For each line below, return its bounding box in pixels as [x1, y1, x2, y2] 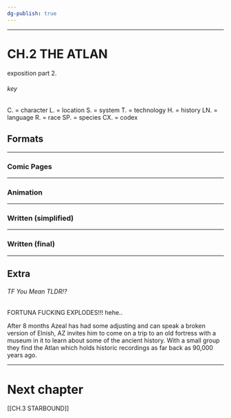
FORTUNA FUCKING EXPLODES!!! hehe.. [7, 309, 123, 317]
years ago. [7, 351, 38, 360]
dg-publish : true [7, 10, 57, 17]
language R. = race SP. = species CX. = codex [7, 113, 138, 121]
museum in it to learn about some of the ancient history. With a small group [7, 336, 220, 344]
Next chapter [7, 382, 84, 397]
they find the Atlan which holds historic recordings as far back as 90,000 [7, 344, 213, 352]
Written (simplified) [7, 214, 74, 223]
